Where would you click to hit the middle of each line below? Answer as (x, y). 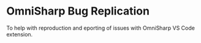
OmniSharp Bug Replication (78, 11)
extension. (20, 34)
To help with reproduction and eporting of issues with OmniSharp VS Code (100, 28)
